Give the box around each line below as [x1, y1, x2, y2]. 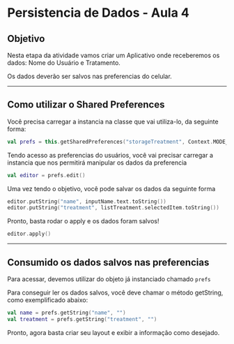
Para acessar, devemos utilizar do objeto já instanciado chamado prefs [7, 275, 211, 283]
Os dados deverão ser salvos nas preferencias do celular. [7, 72, 172, 80]
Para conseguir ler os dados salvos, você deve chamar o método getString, [7, 288, 224, 297]
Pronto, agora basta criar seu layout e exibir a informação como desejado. [7, 328, 220, 336]
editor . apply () [7, 230, 52, 238]
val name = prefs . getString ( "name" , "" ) [7, 309, 127, 316]
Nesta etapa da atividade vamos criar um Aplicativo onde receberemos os [7, 51, 220, 59]
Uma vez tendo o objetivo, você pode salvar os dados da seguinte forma [7, 184, 216, 193]
